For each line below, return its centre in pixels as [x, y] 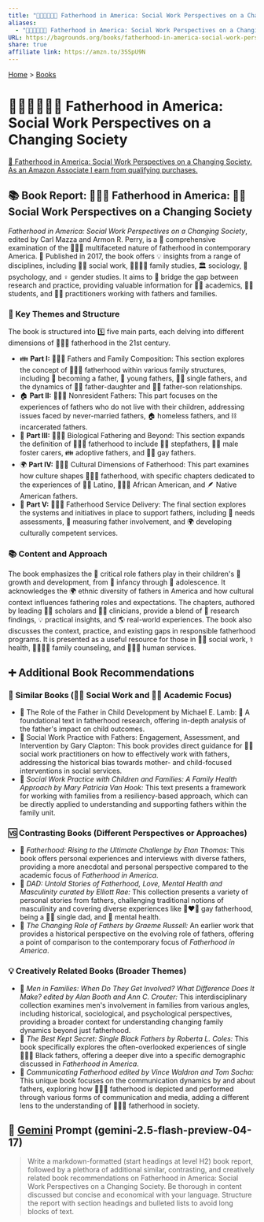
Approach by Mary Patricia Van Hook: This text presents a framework [133, 788]
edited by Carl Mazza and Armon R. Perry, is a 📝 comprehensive [112, 239]
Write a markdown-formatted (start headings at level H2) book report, [140, 1161]
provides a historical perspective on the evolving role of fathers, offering [136, 934]
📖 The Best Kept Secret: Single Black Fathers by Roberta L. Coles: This [134, 1038]
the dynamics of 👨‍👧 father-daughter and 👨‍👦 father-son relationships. [131, 387]
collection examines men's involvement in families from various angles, [134, 1005]
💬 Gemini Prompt [50, 1130]
